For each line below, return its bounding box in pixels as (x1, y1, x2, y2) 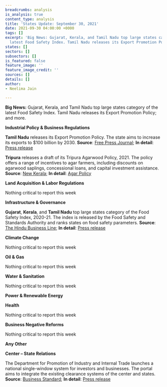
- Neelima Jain (5, 86, 37, 91)
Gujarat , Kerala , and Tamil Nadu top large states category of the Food (5, 209, 149, 215)
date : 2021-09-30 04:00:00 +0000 (5, 26, 75, 31)
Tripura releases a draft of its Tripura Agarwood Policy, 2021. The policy (5, 154, 153, 160)
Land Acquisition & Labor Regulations (5, 180, 84, 186)
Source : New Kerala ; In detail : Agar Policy (5, 170, 91, 176)
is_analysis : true (5, 12, 43, 17)
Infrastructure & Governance (5, 199, 66, 205)
